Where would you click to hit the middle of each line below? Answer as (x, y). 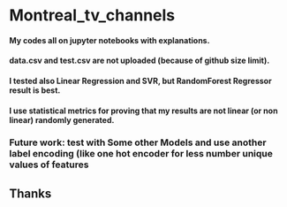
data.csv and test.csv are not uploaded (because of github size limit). (140, 61)
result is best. (35, 90)
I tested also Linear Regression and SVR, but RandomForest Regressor (140, 80)
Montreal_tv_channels (92, 15)
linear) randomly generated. (62, 119)
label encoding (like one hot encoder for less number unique (141, 154)
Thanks (30, 193)
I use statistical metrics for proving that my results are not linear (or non (143, 111)
